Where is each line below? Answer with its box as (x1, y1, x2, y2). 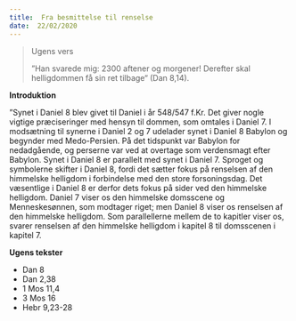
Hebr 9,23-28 (21, 301, 73, 312)
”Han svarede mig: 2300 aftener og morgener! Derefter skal (30, 63, 251, 74)
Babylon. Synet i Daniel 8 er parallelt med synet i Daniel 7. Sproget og (9, 154, 264, 165)
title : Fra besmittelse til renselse (9, 12, 153, 22)
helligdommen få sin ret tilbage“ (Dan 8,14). (30, 72, 190, 83)
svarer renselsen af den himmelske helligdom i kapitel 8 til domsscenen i (9, 220, 276, 231)
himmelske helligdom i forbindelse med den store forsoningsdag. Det (9, 173, 263, 183)
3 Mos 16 (21, 293, 56, 303)
